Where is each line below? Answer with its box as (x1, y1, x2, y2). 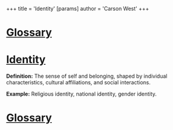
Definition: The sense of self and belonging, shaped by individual (6, 72, 168, 80)
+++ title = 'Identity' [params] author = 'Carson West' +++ (6, 5, 149, 12)
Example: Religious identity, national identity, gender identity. (6, 90, 157, 97)
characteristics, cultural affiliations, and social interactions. (6, 79, 151, 86)
